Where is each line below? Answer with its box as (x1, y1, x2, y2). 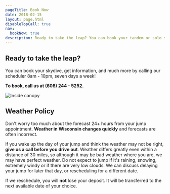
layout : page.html (5, 17, 44, 22)
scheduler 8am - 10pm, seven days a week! (5, 73, 96, 79)
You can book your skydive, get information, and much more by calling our (5, 68, 161, 74)
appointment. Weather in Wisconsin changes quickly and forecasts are (5, 125, 156, 132)
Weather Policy (5, 107, 55, 116)
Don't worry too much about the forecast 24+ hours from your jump (5, 120, 147, 126)
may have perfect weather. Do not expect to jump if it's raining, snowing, (5, 157, 157, 163)
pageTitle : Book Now (5, 7, 49, 13)
